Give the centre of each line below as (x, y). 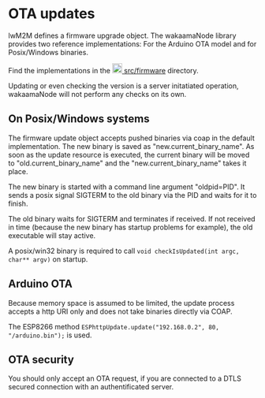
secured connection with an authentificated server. (91, 387)
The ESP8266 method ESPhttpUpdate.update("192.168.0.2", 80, (114, 326)
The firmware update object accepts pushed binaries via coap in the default (131, 138)
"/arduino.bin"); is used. (50, 335)
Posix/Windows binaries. (49, 52)
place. (19, 171)
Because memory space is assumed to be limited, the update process (121, 303)
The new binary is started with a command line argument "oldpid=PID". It (127, 187)
